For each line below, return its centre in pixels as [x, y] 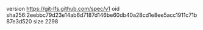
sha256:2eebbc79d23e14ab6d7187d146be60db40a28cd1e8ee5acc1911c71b [102, 15]
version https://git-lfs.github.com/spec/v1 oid [63, 9]
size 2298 [46, 21]
